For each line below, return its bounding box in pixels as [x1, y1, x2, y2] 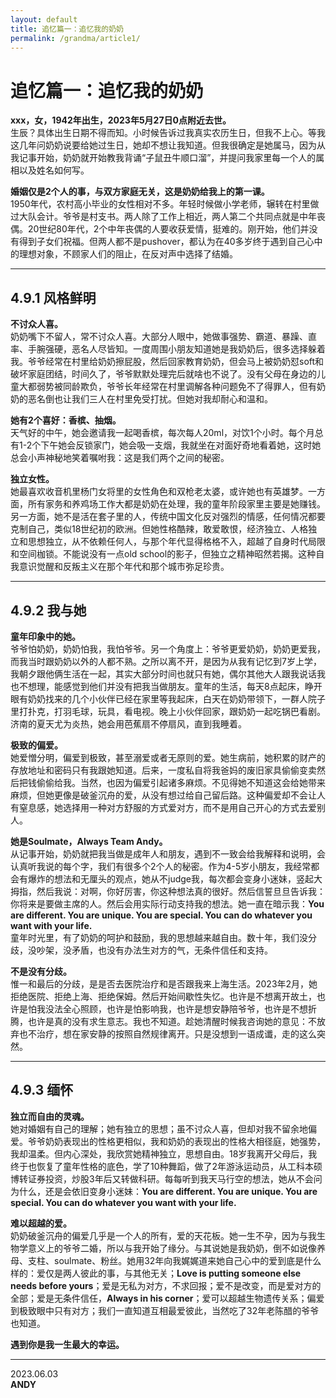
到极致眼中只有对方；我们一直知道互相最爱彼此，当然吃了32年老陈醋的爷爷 [10, 1304, 320, 1316]
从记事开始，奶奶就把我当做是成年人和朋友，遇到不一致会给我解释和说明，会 [10, 847, 326, 860]
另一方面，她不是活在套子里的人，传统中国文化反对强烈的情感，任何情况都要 [10, 511, 326, 523]
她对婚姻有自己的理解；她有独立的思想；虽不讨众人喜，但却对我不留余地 [10, 1122, 308, 1135]
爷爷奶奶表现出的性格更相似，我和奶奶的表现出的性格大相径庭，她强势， [27, 1135, 326, 1147]
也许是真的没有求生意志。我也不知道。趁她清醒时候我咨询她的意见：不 [27, 1015, 317, 1027]
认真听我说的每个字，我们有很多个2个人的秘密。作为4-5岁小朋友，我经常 [10, 860, 312, 872]
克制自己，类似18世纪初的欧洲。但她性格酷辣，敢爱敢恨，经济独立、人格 [10, 523, 309, 535]
